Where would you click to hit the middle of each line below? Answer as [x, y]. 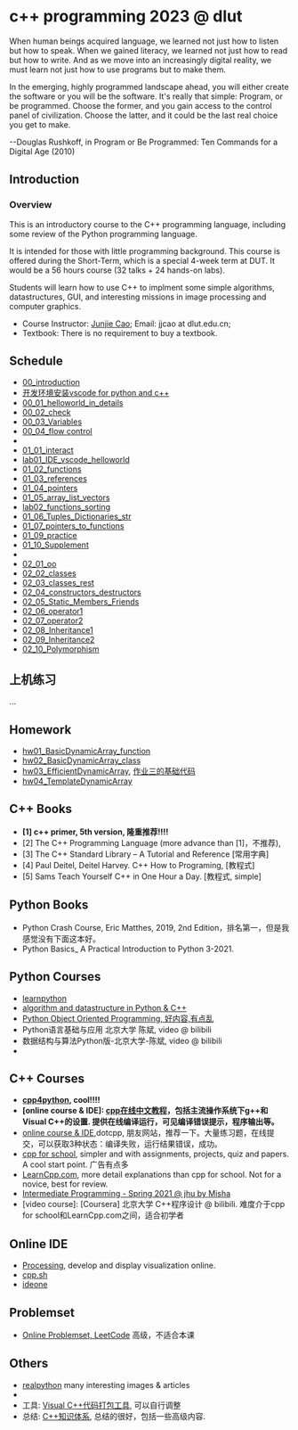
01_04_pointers [50, 489]
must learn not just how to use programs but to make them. [118, 70]
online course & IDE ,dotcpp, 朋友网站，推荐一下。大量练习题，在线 [144, 1133]
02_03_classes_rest [58, 583]
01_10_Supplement [55, 545]
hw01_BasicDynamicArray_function [86, 752]
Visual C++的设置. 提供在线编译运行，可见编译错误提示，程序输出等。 [150, 1122]
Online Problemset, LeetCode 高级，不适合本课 [108, 1335]
